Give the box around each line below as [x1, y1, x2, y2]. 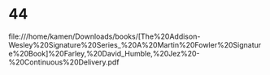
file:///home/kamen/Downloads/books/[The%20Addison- [8, 31, 201, 41]
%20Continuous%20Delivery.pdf [8, 57, 120, 67]
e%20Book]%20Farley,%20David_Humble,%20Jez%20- [8, 48, 200, 58]
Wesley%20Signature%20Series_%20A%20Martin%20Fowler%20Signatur [8, 40, 262, 49]
